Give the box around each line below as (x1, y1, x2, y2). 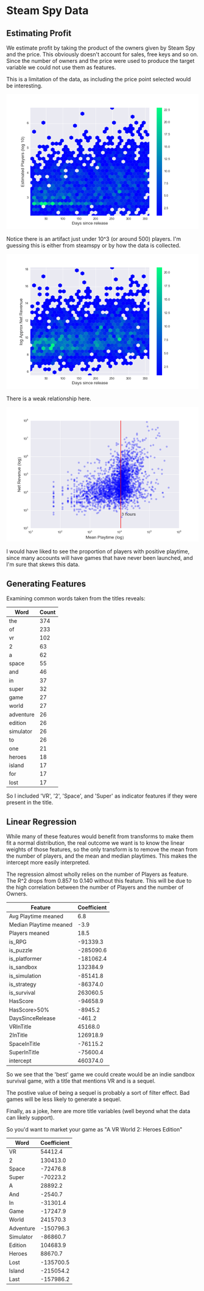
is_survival (9, 989, 35, 996)
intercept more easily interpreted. (6, 859, 90, 866)
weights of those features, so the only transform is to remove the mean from (6, 846, 198, 853)
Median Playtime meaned (9, 921, 73, 929)
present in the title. (6, 799, 54, 806)
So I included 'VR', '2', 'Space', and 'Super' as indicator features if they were (6, 792, 197, 800)
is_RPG (9, 938, 27, 945)
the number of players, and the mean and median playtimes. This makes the (6, 852, 197, 859)
